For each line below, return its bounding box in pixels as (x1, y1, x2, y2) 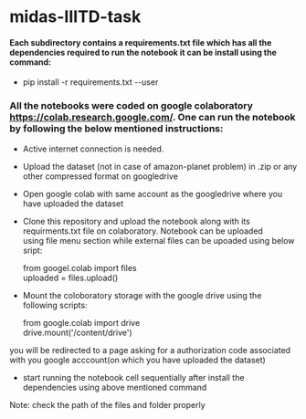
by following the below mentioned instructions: (9, 122, 224, 135)
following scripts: (22, 299, 89, 310)
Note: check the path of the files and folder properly (9, 399, 206, 410)
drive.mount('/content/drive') (22, 327, 132, 338)
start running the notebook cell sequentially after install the (22, 372, 245, 382)
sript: (22, 245, 43, 256)
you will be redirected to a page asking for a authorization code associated (9, 344, 290, 355)
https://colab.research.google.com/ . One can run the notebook (9, 111, 296, 124)
